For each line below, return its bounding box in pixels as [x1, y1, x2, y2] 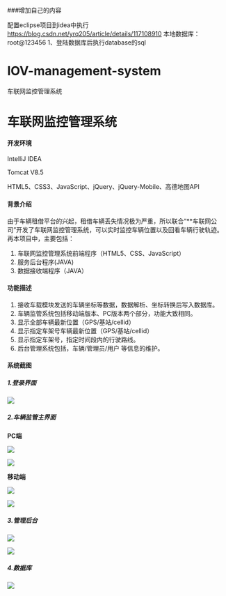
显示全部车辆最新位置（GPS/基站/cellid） [17, 318, 136, 326]
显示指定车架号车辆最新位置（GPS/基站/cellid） [17, 326, 154, 335]
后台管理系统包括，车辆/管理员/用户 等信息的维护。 [17, 344, 164, 352]
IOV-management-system [7, 63, 161, 79]
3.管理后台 [7, 516, 38, 524]
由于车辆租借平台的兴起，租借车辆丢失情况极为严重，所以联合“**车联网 [7, 217, 211, 225]
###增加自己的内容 [7, 6, 62, 14]
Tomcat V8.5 [7, 168, 44, 176]
